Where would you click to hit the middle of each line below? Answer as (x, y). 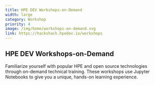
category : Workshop (26, 19)
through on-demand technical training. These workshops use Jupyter (77, 71)
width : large (19, 15)
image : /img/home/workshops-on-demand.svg (50, 29)
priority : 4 (18, 24)
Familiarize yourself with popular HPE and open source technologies (76, 66)
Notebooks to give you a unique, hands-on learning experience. (71, 77)
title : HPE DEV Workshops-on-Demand (44, 10)
